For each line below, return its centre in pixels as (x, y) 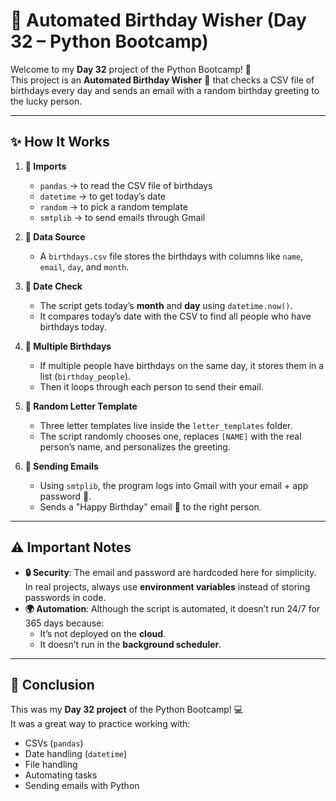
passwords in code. (65, 597)
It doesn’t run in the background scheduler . (130, 644)
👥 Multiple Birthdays (68, 346)
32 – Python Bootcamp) (109, 41)
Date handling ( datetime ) (76, 754)
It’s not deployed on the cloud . (103, 633)
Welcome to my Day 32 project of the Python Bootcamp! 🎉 (131, 69)
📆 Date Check (53, 286)
